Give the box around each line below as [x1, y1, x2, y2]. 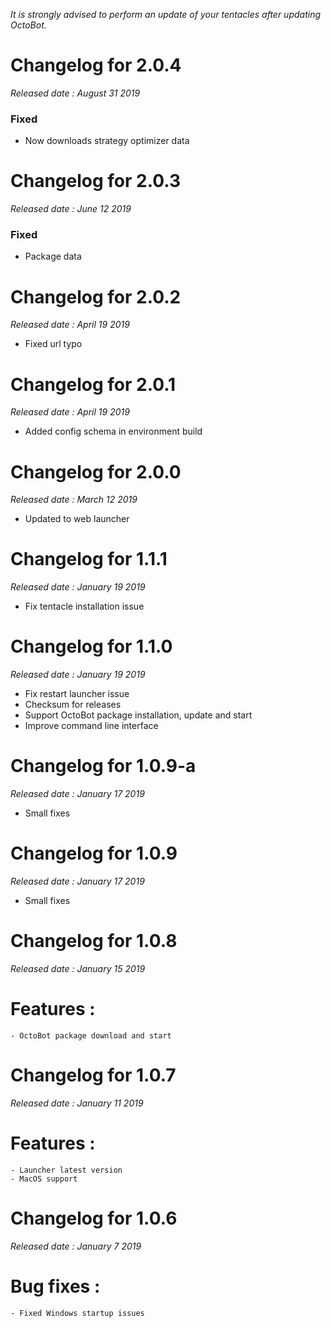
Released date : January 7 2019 [10, 1240, 142, 1252]
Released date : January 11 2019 [10, 1097, 144, 1109]
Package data [24, 250, 82, 263]
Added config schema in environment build [24, 425, 203, 438]
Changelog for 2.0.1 [10, 373, 177, 396]
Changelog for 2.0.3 [10, 170, 182, 193]
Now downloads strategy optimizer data [24, 135, 190, 147]
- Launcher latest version [10, 1165, 123, 1175]
